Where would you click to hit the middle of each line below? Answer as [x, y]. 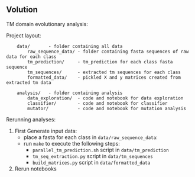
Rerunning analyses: [31, 119]
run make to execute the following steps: [71, 143]
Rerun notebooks [36, 169]
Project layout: [24, 36]
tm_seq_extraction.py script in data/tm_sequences [93, 156]
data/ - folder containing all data [70, 46]
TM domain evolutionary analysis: [47, 24]
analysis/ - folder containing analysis [70, 93]
